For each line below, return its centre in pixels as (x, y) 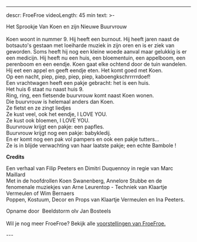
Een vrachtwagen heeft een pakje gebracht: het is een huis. (78, 83)
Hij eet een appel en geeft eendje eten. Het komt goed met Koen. (84, 70)
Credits (15, 157)
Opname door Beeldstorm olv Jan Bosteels (59, 211)
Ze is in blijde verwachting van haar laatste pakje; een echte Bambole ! (91, 145)
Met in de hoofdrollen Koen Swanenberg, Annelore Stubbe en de (84, 181)
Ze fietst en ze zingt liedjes (39, 108)
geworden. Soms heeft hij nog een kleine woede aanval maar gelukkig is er (96, 52)
